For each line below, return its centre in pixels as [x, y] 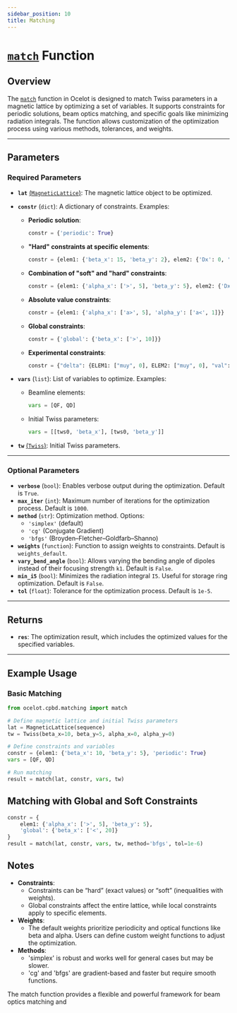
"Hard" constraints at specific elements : [89, 247]
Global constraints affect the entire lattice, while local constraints [122, 905]
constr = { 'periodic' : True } [71, 233]
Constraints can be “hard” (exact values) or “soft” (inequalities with [126, 890]
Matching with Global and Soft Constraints [103, 801]
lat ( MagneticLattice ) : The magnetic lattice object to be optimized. [115, 193]
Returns [25, 620]
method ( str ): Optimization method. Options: [81, 516]
